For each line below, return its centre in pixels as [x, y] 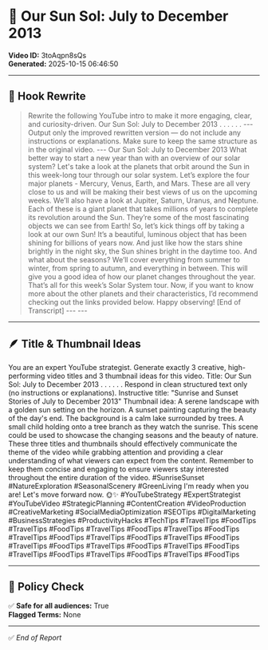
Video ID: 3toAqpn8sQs [47, 55]
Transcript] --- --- [57, 310]
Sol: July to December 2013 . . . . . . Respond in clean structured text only [128, 384]
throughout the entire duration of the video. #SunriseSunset [106, 477]
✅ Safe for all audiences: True [59, 606]
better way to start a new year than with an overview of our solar [134, 158]
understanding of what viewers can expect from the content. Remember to [131, 460]
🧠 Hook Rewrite [47, 96]
